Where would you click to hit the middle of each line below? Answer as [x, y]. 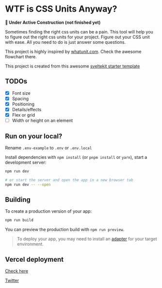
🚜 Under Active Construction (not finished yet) [53, 22]
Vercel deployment [34, 259]
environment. [30, 244]
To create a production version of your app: [49, 211]
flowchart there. [21, 56]
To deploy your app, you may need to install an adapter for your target [87, 239]
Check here [16, 271]
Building [18, 199]
